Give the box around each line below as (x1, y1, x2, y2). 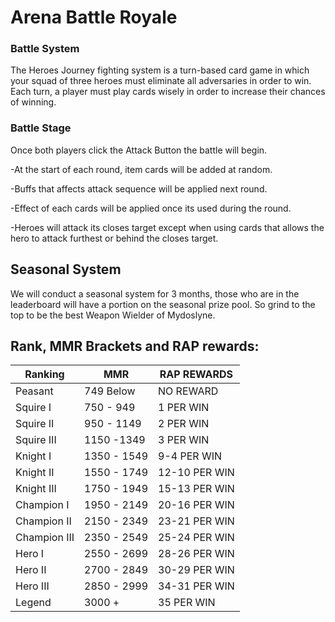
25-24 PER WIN (158, 531, 235, 545)
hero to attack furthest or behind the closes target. (10, 232, 219, 244)
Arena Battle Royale (10, 6, 178, 29)
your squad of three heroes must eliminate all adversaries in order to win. (10, 75, 312, 87)
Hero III (15, 579, 50, 593)
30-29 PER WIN (158, 563, 235, 577)
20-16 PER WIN (158, 498, 235, 512)
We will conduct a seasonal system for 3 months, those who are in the (10, 287, 300, 300)
